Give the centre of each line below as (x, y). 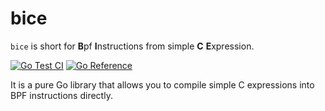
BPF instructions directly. (61, 95)
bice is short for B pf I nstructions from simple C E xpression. (132, 46)
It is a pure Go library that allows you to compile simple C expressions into (162, 84)
